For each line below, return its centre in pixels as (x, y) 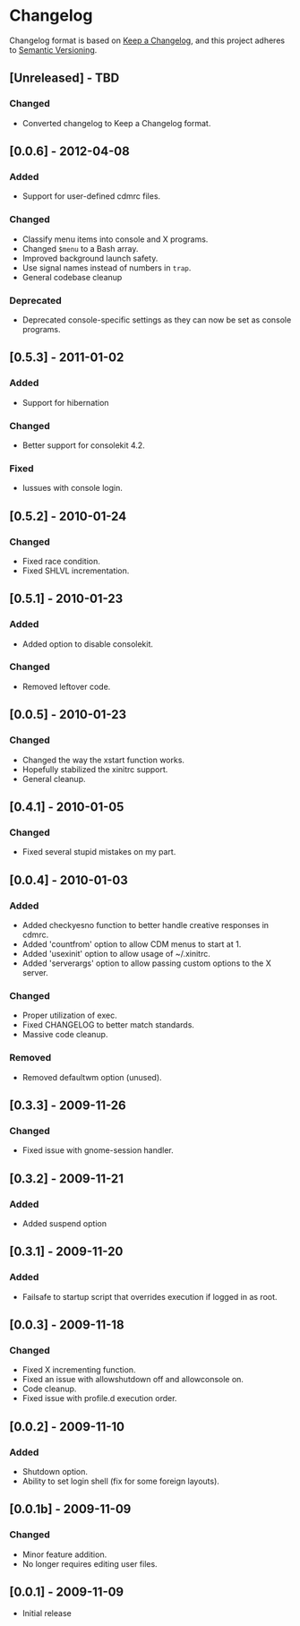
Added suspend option (64, 1223)
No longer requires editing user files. (90, 1563)
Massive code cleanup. (65, 1035)
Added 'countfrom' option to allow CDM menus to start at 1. (132, 944)
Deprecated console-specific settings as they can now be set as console (157, 320)
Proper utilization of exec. (70, 1015)
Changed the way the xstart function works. (103, 760)
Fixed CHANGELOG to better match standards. (108, 1025)
